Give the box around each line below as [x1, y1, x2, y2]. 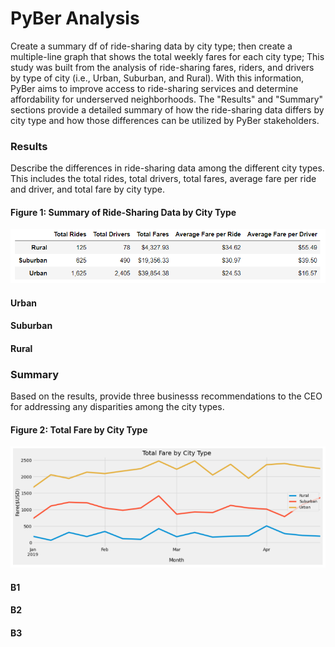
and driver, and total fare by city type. [10, 183, 166, 196]
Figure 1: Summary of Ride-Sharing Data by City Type [10, 206, 237, 218]
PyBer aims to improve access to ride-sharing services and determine [10, 82, 299, 94]
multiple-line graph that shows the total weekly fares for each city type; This [10, 50, 325, 62]
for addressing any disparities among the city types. [10, 401, 225, 413]
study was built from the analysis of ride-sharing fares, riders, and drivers [10, 61, 315, 73]
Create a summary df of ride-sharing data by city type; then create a [10, 40, 293, 52]
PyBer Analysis [10, 7, 140, 30]
